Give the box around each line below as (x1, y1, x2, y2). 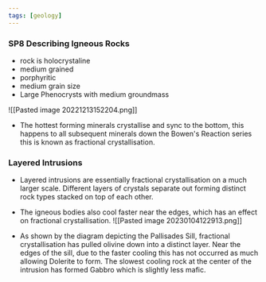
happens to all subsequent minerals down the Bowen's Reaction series (19, 129, 252, 138)
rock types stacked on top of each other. (19, 192, 154, 202)
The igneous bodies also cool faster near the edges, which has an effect (19, 207, 257, 217)
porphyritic (19, 72, 57, 82)
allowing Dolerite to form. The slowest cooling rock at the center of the (19, 257, 252, 266)
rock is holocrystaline (19, 56, 91, 65)
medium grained (19, 64, 74, 74)
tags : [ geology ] (8, 11, 62, 20)
